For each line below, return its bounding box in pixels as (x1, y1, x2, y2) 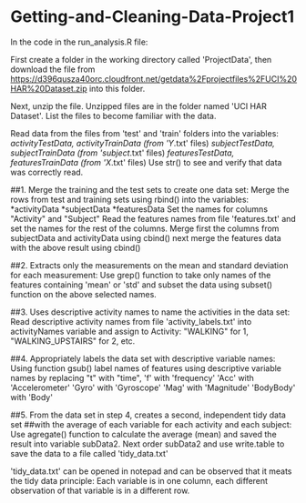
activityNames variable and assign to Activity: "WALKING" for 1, (10, 326, 250, 337)
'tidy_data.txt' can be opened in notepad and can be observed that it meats (10, 466, 292, 477)
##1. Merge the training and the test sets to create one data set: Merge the (10, 184, 290, 195)
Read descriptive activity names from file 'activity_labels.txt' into (10, 316, 252, 327)
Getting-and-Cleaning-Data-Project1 (10, 6, 295, 27)
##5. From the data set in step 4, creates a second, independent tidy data (10, 409, 286, 420)
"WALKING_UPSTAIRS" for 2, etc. (10, 335, 136, 347)
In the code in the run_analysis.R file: (10, 36, 148, 47)
